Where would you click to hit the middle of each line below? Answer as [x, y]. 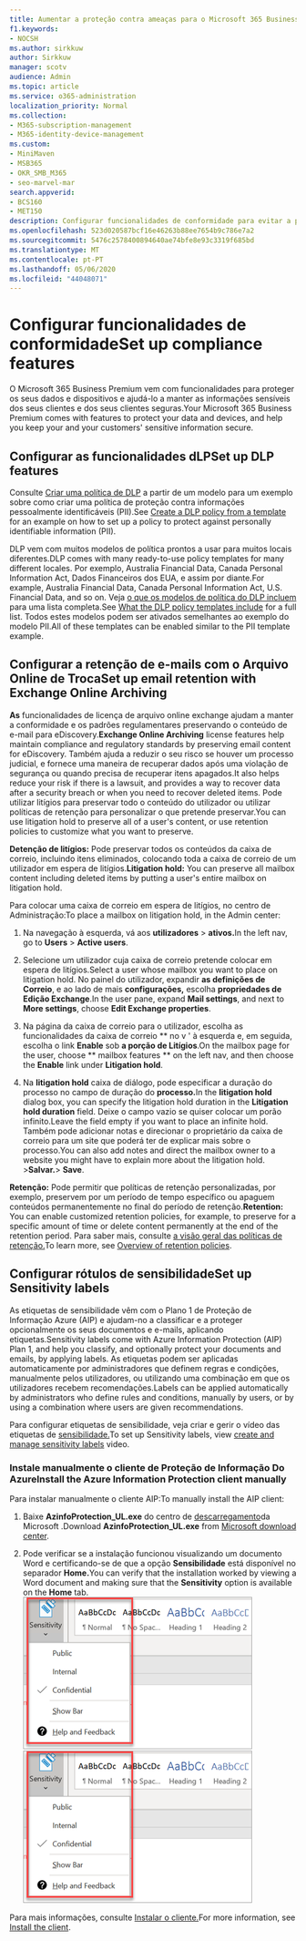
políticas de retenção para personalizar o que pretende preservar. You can [148, 812]
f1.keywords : [34, 29]
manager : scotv [38, 67]
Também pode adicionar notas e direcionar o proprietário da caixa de [153, 1131]
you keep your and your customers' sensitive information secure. [132, 427]
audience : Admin [40, 77]
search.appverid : [42, 192]
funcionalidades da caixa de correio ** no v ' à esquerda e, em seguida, [158, 1035]
